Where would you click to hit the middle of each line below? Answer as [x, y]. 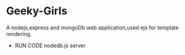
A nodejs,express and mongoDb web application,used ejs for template [92, 27]
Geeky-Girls [37, 11]
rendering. [19, 33]
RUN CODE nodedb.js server [50, 45]
